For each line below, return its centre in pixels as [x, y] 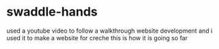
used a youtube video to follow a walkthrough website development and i [109, 31]
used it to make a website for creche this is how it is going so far [97, 37]
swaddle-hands [52, 12]
